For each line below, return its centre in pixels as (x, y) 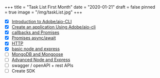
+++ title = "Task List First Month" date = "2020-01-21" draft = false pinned (80, 7)
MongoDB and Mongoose (37, 54)
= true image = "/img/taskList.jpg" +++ (44, 12)
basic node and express (36, 49)
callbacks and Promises (35, 32)
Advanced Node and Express (41, 60)
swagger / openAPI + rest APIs (42, 65)
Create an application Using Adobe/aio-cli (53, 27)
